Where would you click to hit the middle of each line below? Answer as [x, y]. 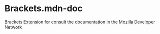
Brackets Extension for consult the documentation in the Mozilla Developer [80, 22]
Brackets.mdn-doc [44, 8]
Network [13, 27]
